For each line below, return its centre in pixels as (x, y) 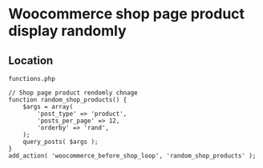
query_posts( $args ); (61, 142)
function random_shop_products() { (68, 100)
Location (31, 60)
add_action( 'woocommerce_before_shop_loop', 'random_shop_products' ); (132, 156)
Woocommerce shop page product (127, 14)
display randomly (67, 31)
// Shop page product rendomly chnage (73, 93)
